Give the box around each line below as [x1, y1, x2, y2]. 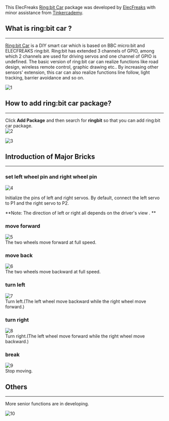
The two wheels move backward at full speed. [5, 269, 101, 275]
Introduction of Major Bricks [5, 153, 96, 161]
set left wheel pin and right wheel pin [5, 173, 97, 180]
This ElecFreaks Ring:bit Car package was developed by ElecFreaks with [5, 5, 156, 10]
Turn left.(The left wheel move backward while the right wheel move [5, 298, 147, 304]
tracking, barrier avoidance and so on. [5, 74, 84, 80]
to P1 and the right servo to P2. [5, 200, 69, 206]
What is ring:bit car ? [5, 24, 72, 33]
